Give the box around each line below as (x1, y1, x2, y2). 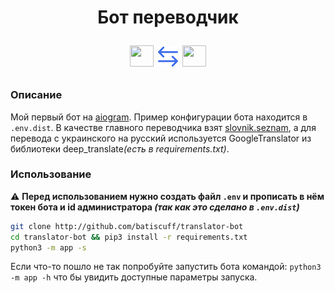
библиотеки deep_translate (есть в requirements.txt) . (10, 142, 230, 155)
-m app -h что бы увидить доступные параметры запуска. (10, 271, 258, 283)
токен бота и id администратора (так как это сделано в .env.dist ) (10, 201, 300, 213)
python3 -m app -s (10, 242, 87, 253)
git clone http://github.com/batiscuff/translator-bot (10, 221, 244, 231)
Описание (10, 88, 63, 102)
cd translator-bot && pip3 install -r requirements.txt (10, 232, 248, 242)
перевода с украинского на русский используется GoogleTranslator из (10, 132, 312, 144)
